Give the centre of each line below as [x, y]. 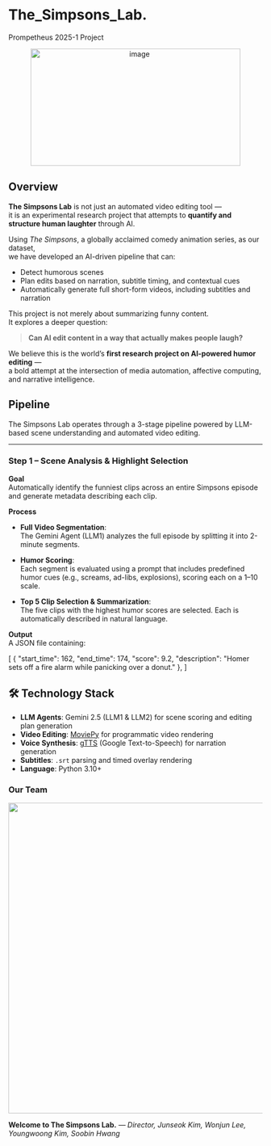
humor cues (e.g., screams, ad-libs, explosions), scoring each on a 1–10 [139, 577]
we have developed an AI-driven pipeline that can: [92, 256]
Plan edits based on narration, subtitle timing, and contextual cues [130, 280]
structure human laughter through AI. [72, 223]
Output [21, 634]
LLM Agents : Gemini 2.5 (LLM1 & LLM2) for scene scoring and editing [136, 717]
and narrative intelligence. [52, 379]
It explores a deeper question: [58, 322]
